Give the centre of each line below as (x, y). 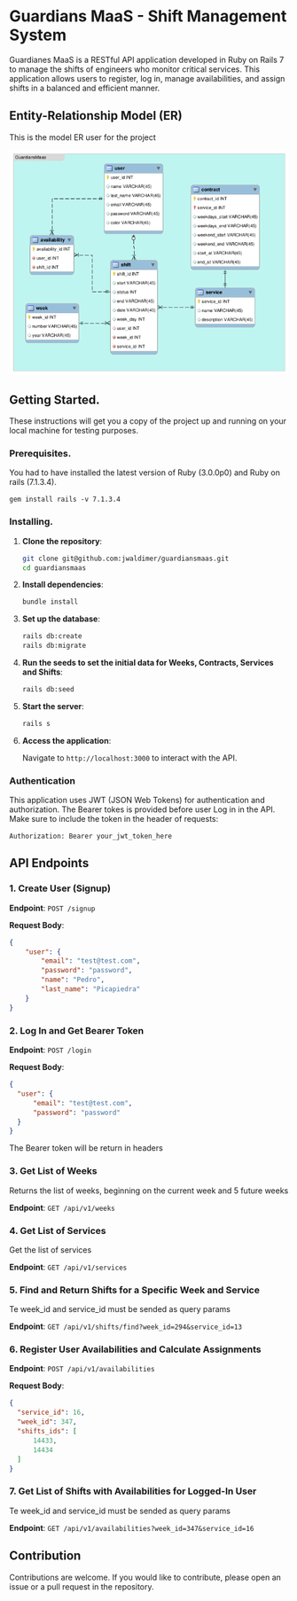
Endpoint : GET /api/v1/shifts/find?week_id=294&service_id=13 (125, 1326)
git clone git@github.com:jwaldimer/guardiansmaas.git (125, 558)
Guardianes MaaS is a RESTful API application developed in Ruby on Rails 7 (147, 59)
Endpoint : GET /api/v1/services (68, 1267)
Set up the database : (61, 619)
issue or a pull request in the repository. (82, 1586)
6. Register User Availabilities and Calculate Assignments (135, 1349)
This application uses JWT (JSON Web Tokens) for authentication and (137, 800)
